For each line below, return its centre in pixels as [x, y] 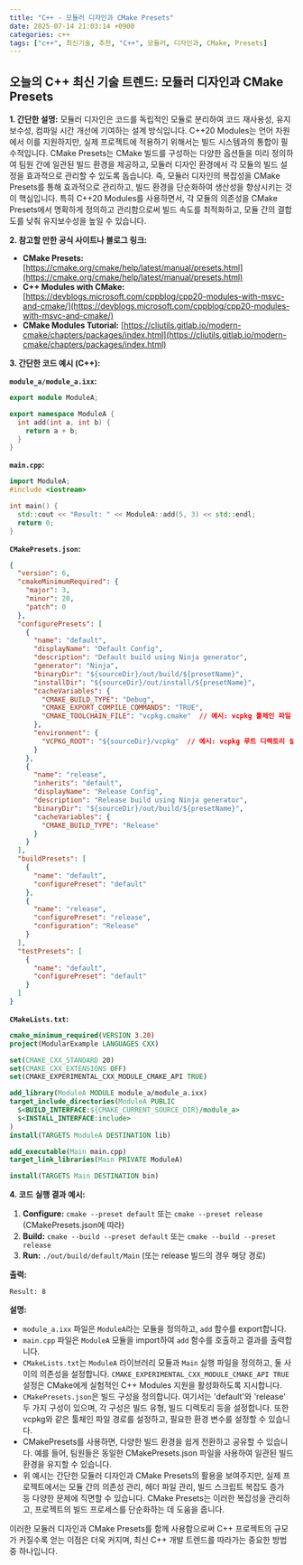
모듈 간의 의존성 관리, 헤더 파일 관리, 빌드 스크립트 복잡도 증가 [177, 1487]
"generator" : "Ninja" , [76, 666]
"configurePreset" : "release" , [92, 918]
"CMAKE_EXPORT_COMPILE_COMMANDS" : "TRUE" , [123, 708]
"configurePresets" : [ [60, 624]
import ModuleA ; [40, 481]
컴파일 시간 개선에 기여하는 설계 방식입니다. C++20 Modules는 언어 [154, 131]
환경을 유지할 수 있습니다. [67, 1465]
